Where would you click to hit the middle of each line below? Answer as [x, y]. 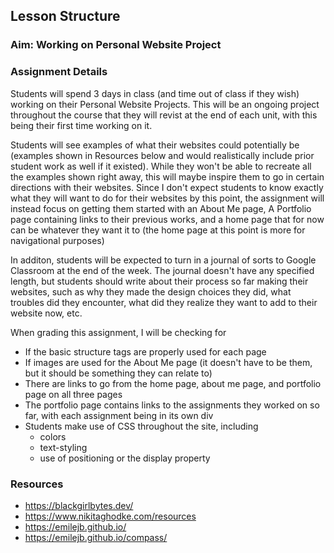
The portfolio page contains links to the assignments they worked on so [172, 405]
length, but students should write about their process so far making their [159, 281]
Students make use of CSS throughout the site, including [141, 426]
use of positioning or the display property [125, 458]
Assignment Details [59, 72]
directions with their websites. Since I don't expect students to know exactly [167, 187]
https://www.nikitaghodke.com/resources [110, 516]
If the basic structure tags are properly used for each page [145, 351]
